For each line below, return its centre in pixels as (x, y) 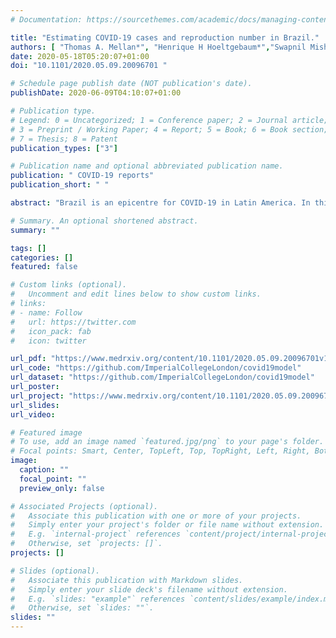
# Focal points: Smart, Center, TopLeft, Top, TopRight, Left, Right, (160, 451)
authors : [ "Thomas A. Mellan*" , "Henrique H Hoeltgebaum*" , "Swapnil (158, 47)
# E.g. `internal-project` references (96, 534)
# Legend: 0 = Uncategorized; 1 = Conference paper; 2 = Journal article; (169, 120)
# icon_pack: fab (51, 331)
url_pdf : (28, 359)
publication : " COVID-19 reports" (82, 176)
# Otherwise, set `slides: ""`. (82, 608)
